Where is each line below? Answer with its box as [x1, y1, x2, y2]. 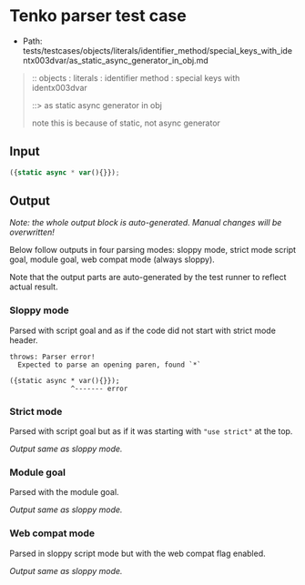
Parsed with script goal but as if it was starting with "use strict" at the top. [9, 426, 293, 437]
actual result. [9, 281, 58, 292]
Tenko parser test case [9, 5, 187, 26]
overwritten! [9, 227, 55, 237]
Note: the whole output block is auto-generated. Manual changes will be [9, 217, 282, 228]
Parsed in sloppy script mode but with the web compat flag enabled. [9, 548, 266, 559]
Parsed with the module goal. [9, 487, 120, 498]
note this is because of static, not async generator [31, 117, 221, 128]
